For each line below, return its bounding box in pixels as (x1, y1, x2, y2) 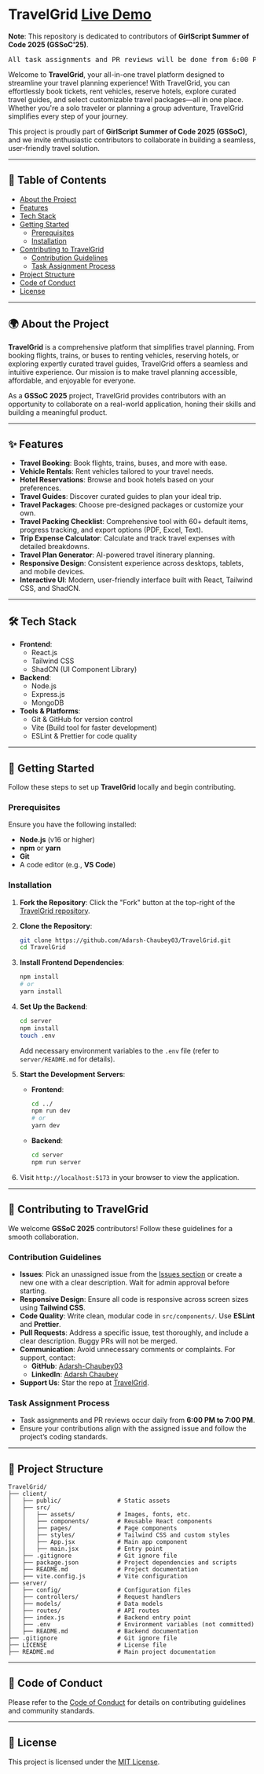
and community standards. (8, 1706, 95, 1715)
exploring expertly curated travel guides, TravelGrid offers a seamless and (8, 359, 248, 368)
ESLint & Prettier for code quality (31, 731, 137, 741)
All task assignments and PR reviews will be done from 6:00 (8, 55, 249, 64)
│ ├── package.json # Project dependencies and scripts (8, 1559, 237, 1567)
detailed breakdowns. (19, 542, 90, 552)
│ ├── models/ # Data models (8, 1600, 163, 1608)
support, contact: (19, 1353, 76, 1362)
